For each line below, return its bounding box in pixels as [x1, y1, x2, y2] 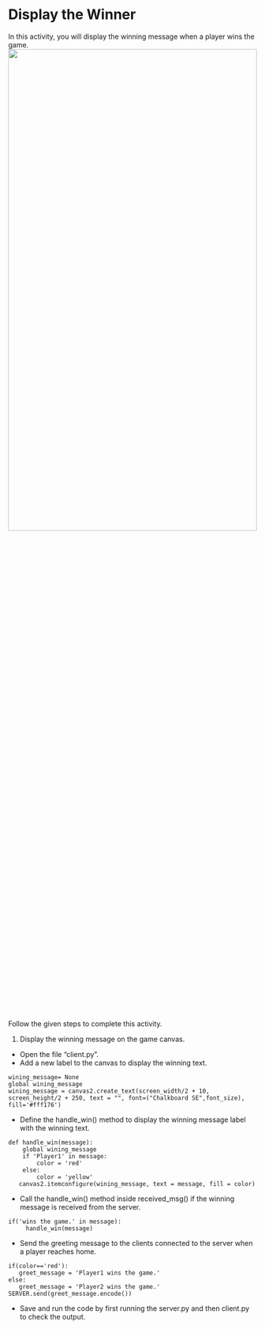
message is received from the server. [19, 1202, 141, 1211]
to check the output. [19, 1312, 86, 1321]
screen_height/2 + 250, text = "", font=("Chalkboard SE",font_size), [8, 1093, 245, 1102]
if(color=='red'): [8, 1262, 69, 1270]
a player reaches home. [19, 1247, 97, 1256]
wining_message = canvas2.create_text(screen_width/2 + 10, [8, 1087, 211, 1095]
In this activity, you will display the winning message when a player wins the [8, 32, 255, 41]
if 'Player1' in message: [22, 1152, 108, 1160]
